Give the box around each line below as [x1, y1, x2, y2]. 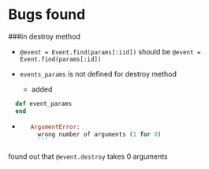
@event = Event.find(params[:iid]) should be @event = [19, 47, 201, 56]
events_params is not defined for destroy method [19, 69, 177, 78]
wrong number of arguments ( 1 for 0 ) [37, 130, 162, 138]
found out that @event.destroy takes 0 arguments [8, 152, 168, 161]
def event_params [15, 100, 73, 107]
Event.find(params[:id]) [19, 55, 102, 63]
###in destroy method [8, 32, 81, 41]
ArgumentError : [30, 122, 80, 131]
